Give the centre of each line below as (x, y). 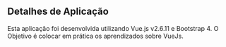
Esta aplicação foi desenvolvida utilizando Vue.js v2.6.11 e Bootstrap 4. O (113, 28)
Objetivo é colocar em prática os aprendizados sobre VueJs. (95, 36)
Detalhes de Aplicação (58, 12)
